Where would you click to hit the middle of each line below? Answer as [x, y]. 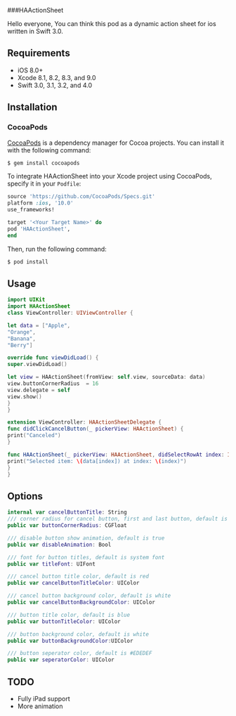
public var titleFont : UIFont [52, 564]
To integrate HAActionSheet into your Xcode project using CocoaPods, [110, 176]
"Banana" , [22, 339]
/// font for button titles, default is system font [86, 557]
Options [25, 496]
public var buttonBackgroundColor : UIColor [70, 641]
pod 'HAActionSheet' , [39, 229]
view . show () [25, 396]
